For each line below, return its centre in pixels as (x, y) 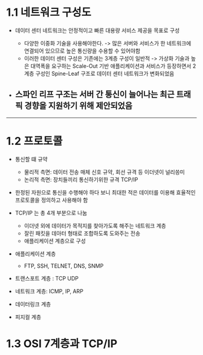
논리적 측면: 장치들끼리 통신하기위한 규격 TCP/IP (81, 179)
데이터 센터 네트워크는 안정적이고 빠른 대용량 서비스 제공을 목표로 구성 (97, 30)
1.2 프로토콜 (34, 141)
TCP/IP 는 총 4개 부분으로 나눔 (51, 213)
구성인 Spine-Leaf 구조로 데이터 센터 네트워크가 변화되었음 (105, 73)
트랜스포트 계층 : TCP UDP (47, 278)
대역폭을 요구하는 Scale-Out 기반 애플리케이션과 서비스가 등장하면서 (111, 66)
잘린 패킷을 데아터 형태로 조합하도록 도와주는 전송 (82, 233)
